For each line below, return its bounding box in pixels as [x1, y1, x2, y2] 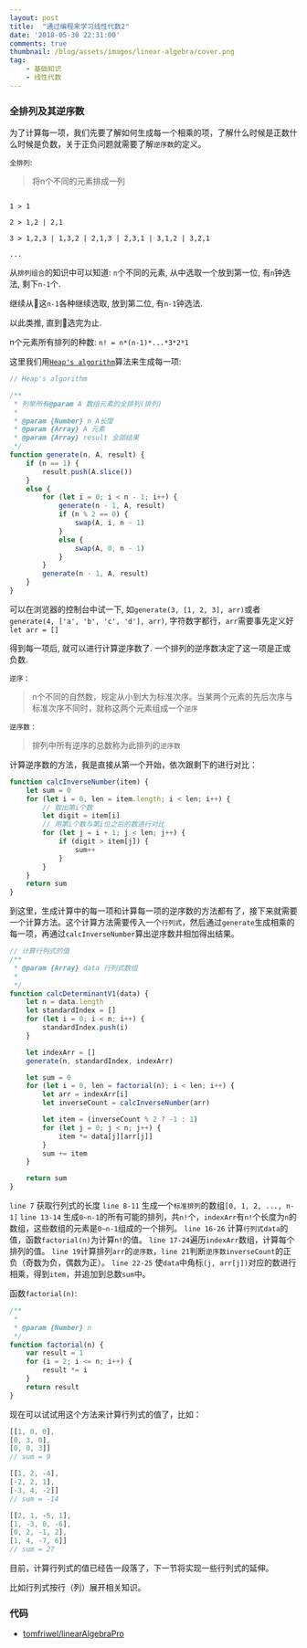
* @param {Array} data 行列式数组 [13, 963, 139, 973]
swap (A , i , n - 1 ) [74, 518, 145, 528]
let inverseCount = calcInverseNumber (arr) [42, 1098, 210, 1108]
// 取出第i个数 [42, 803, 93, 812]
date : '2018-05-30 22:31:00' [9, 30, 121, 39]
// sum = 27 [9, 1545, 55, 1554]
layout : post [9, 13, 59, 23]
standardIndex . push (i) [42, 1023, 129, 1032]
